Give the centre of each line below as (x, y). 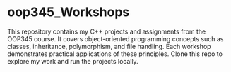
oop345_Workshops (69, 12)
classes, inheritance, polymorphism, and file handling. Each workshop (109, 46)
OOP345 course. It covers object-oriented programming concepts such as (115, 38)
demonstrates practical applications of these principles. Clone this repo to (115, 54)
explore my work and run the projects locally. (73, 61)
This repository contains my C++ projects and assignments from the (107, 31)
